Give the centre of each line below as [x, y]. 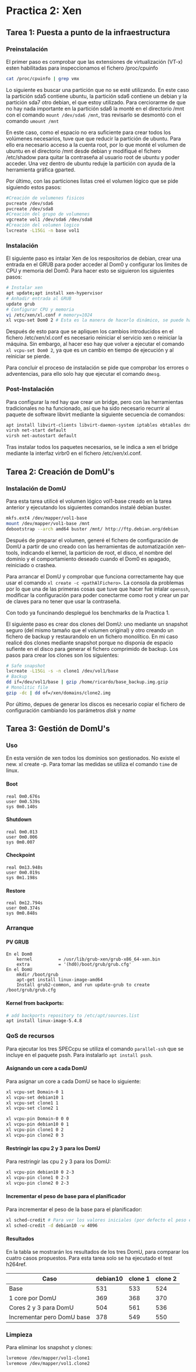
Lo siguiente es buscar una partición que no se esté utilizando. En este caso [98, 90]
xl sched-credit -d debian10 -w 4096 [52, 1225]
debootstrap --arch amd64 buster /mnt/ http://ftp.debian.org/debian [92, 529]
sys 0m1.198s [22, 878]
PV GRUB [17, 942]
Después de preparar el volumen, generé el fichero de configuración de [92, 540]
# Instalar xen [24, 288]
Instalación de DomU [36, 488]
